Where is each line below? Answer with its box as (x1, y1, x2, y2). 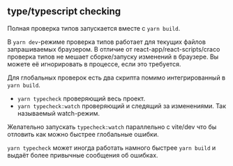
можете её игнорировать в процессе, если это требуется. (7, 59, 181, 68)
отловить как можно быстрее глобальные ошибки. (7, 130, 159, 138)
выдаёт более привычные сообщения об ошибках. (7, 151, 158, 159)
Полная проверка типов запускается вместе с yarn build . (7, 24, 181, 32)
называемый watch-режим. (17, 109, 100, 117)
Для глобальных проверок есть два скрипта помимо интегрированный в (7, 73, 226, 82)
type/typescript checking (7, 6, 121, 17)
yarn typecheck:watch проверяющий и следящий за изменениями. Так (17, 101, 227, 110)
